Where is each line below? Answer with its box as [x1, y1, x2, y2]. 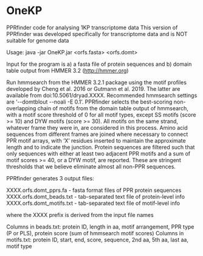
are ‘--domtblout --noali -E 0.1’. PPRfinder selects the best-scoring [6, 98, 173, 105]
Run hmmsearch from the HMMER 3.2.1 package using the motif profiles [6, 79, 187, 86]
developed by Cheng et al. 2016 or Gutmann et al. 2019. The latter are [6, 85, 181, 92]
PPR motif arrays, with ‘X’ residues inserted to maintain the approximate [6, 137, 187, 144]
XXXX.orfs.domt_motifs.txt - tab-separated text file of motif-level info [6, 199, 181, 207]
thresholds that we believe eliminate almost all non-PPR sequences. [6, 163, 176, 170]
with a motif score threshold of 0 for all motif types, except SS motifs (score [6, 111, 196, 118]
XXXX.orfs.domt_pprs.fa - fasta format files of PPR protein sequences [6, 187, 182, 194]
